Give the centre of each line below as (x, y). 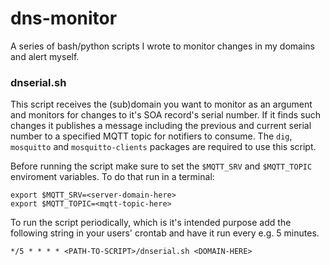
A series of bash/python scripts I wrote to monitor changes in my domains (162, 46)
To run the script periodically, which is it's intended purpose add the (151, 223)
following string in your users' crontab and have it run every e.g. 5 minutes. (165, 233)
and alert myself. (45, 56)
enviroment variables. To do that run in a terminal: (112, 177)
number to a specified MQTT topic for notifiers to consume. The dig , (151, 136)
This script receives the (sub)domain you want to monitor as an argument (161, 104)
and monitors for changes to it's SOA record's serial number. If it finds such (165, 115)
